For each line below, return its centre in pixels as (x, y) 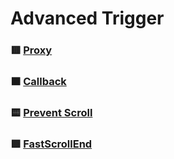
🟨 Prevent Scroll (51, 112)
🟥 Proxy (31, 50)
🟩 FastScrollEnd (51, 144)
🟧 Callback (38, 82)
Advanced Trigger (87, 18)
